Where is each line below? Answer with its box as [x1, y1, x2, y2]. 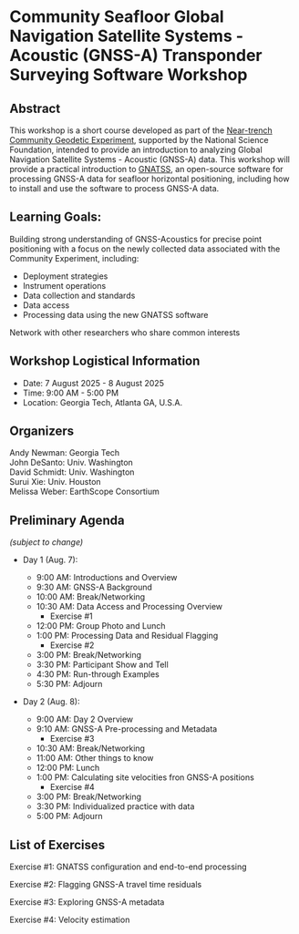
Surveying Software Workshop [9, 65, 248, 86]
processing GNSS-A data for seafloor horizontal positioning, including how [9, 173, 290, 184]
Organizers [9, 424, 75, 439]
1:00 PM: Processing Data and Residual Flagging [36, 631, 219, 641]
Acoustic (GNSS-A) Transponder [9, 46, 263, 66]
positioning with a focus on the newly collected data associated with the [9, 243, 281, 254]
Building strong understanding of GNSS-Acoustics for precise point [9, 233, 263, 244]
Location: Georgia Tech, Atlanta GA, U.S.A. [22, 396, 183, 407]
